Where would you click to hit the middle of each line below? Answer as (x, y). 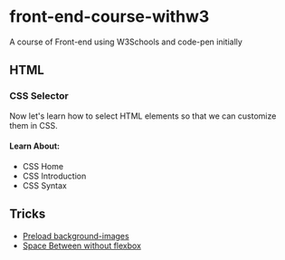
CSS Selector (39, 96)
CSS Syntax (45, 185)
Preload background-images (76, 236)
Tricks (28, 214)
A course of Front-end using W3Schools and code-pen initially (126, 42)
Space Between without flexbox (82, 246)
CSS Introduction (54, 176)
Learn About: (35, 146)
